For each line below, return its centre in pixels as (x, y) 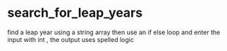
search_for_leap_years (75, 13)
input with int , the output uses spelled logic (70, 39)
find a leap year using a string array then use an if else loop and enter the (114, 32)
